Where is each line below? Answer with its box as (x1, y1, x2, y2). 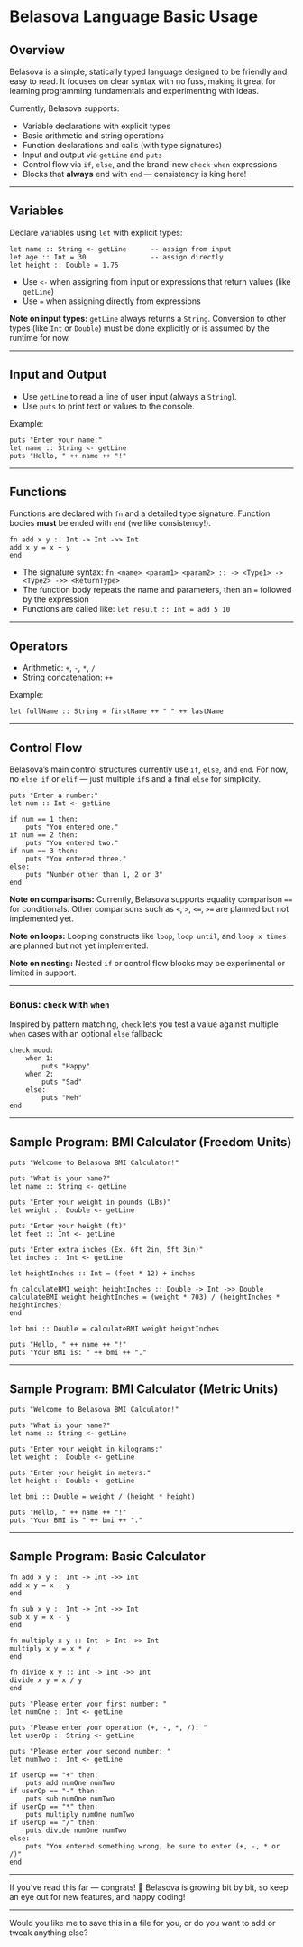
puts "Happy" (41, 1062, 91, 1071)
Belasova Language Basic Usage (9, 6, 259, 27)
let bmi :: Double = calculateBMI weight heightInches (9, 1324, 220, 1334)
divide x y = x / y (9, 1675, 83, 1685)
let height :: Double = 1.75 (9, 260, 119, 269)
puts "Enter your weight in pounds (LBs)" (9, 1198, 171, 1208)
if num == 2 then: (9, 831, 78, 840)
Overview (9, 42, 66, 58)
